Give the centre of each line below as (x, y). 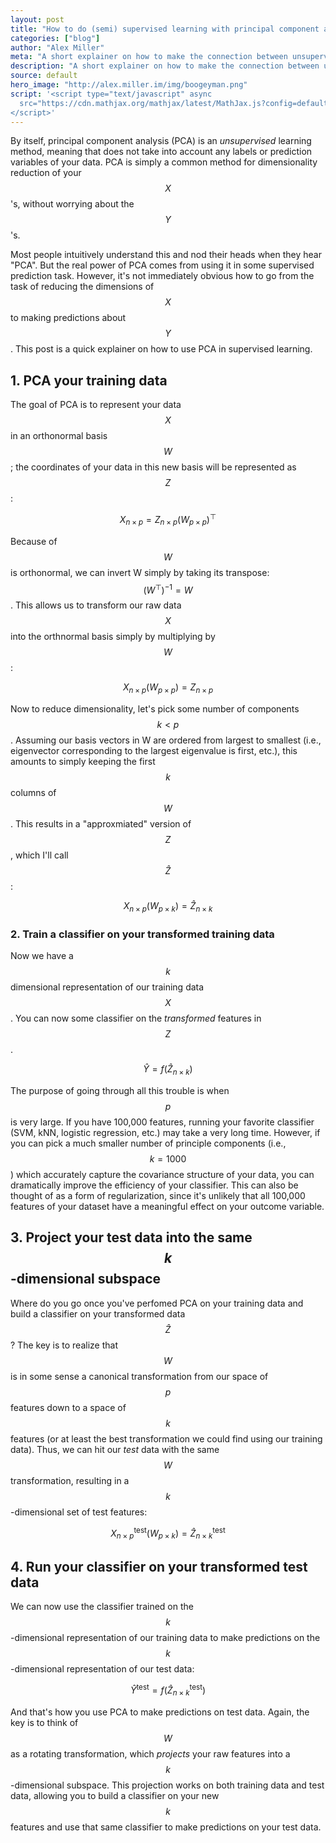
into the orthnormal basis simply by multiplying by (113, 637)
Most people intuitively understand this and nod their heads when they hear (166, 255)
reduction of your (46, 173)
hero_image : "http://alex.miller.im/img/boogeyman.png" (129, 85)
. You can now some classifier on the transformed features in (136, 1018)
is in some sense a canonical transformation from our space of (139, 1376)
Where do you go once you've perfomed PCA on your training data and (157, 1303)
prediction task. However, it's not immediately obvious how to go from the (162, 276)
